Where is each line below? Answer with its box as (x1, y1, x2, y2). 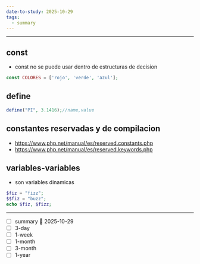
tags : (6, 14, 20, 20)
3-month (14, 245, 37, 252)
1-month (14, 238, 36, 245)
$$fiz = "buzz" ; (6, 196, 46, 202)
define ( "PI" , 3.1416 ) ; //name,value (6, 107, 95, 113)
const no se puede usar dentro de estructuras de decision (14, 63, 158, 70)
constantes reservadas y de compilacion (6, 123, 161, 134)
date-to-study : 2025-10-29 (6, 8, 73, 15)
